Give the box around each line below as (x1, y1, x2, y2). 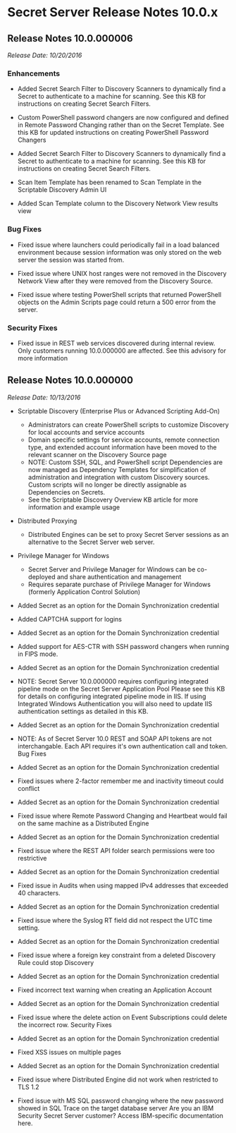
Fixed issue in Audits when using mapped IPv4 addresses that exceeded (17, 881, 229, 890)
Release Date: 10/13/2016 (7, 393, 81, 401)
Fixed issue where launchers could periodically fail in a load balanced (17, 241, 220, 249)
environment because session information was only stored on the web (17, 248, 222, 256)
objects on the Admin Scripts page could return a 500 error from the (17, 298, 216, 306)
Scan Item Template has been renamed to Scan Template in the (17, 178, 202, 187)
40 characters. (17, 888, 61, 897)
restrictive (17, 854, 47, 862)
